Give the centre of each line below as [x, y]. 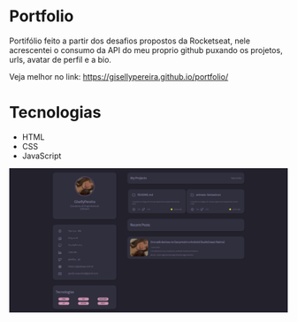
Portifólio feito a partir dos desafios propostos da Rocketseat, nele [129, 41]
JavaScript [42, 156]
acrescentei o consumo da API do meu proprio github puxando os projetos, [146, 50]
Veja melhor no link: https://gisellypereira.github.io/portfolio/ [119, 76]
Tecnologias [55, 113]
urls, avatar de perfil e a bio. [61, 59]
